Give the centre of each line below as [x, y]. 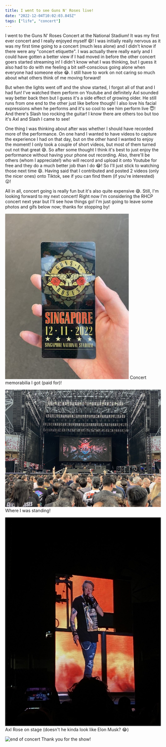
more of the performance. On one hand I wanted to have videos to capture [81, 134]
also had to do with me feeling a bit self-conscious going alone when [75, 68]
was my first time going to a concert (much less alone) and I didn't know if [81, 46]
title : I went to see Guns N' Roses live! [49, 10]
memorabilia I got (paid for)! [34, 383]
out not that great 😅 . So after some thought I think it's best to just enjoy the [82, 150]
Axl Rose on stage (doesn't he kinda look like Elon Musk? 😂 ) [67, 730]
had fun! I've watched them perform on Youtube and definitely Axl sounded [82, 93]
